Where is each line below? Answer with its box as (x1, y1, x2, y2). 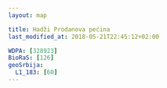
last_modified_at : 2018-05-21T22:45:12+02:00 (8, 33, 159, 40)
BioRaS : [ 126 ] (8, 54, 55, 62)
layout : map (8, 11, 47, 19)
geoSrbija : (8, 62, 44, 69)
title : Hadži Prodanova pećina (8, 25, 111, 33)
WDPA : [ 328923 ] (8, 47, 58, 55)
